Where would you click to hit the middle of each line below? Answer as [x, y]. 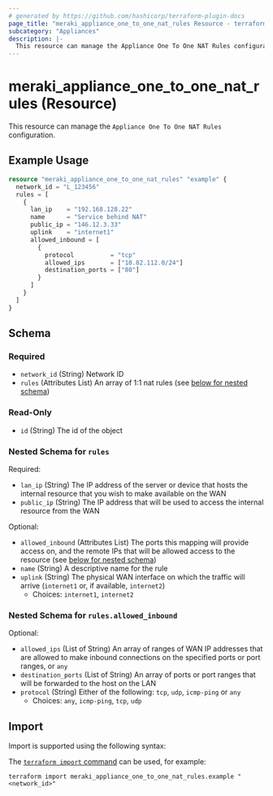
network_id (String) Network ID [72, 374]
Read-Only [30, 413]
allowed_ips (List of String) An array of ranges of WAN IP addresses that [141, 649]
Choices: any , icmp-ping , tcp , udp [87, 701]
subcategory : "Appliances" [54, 31]
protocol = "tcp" [90, 255]
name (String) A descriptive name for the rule [94, 568]
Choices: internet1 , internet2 [83, 594]
